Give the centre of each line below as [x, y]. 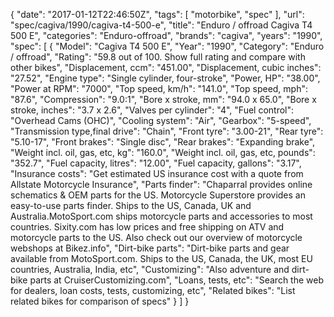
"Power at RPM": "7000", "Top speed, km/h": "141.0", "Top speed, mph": [159, 88]
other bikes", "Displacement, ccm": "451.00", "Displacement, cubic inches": [166, 67]
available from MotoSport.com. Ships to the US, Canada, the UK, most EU [161, 258]
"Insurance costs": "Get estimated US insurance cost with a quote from [157, 173]
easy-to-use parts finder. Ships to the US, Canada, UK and [131, 205]
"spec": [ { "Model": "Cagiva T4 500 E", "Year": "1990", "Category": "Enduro [167, 46]
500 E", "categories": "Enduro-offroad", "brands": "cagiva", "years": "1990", [166, 35]
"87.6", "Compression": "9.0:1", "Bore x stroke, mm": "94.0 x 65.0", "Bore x [163, 99]
